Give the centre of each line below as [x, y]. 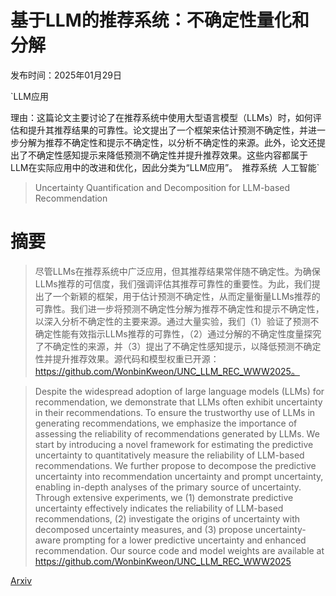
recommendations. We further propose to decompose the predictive [175, 465]
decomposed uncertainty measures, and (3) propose [143, 529]
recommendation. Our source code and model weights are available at [179, 550]
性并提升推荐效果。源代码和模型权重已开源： [127, 358]
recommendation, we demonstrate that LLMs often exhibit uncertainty [178, 402]
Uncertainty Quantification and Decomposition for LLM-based [162, 187]
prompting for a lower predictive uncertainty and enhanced [185, 540]
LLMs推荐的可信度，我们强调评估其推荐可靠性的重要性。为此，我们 [173, 283]
